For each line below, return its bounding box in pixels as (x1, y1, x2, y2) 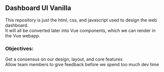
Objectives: (5, 45, 34, 52)
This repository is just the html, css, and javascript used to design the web (5, 17, 158, 23)
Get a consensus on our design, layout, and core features (5, 56, 123, 62)
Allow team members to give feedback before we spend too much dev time (5, 62, 159, 68)
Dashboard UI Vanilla (5, 4, 72, 12)
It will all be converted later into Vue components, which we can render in (5, 27, 156, 34)
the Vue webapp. (5, 33, 41, 38)
